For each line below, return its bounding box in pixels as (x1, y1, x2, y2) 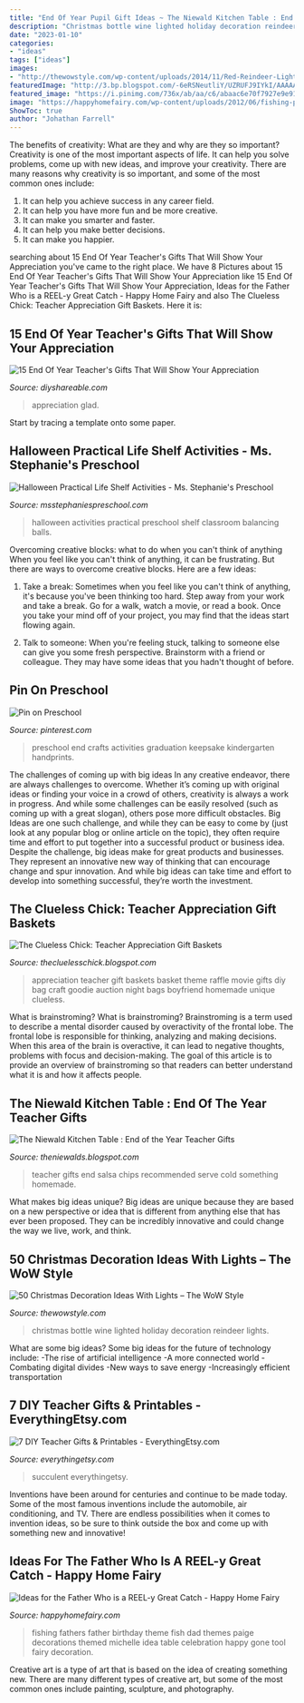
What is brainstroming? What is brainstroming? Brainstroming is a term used (9, 1012, 293, 1023)
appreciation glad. (31, 399, 100, 410)
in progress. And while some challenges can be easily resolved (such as (9, 798, 279, 808)
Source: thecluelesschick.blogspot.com (9, 957, 157, 968)
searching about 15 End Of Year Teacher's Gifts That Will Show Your (9, 251, 263, 263)
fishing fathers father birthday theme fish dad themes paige (31, 1627, 255, 1638)
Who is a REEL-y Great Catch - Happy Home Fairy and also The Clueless (9, 290, 280, 301)
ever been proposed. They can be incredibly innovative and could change (9, 1216, 285, 1227)
